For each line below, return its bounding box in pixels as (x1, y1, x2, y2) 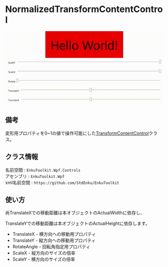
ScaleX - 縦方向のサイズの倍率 (12, 250, 76, 256)
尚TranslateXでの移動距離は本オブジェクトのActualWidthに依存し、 (5, 210, 145, 216)
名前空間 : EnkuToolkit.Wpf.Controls (5, 167, 81, 173)
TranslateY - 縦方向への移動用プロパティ (12, 237, 96, 243)
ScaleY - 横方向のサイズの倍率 (12, 256, 75, 262)
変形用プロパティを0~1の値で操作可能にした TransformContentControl (5, 130, 149, 136)
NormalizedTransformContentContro (5, 4, 163, 15)
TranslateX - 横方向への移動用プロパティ (12, 231, 96, 237)
